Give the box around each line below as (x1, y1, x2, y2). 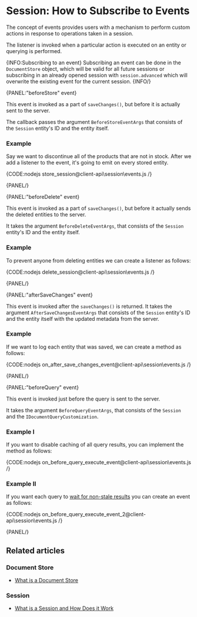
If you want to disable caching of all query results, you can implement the (6, 441, 184, 448)
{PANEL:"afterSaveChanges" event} (6, 291, 93, 298)
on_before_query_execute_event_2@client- (42, 511, 146, 518)
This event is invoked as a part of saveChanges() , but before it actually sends (6, 205, 191, 212)
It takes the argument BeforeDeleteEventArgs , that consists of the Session (6, 222, 184, 229)
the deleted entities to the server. (6, 211, 86, 218)
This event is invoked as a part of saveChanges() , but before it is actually (6, 100, 181, 107)
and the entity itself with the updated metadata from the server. (6, 315, 160, 322)
